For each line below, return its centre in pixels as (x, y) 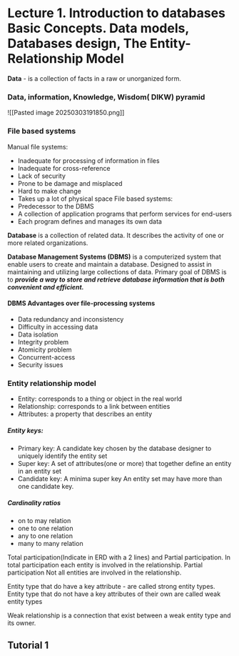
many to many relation (50, 543)
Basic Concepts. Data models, (98, 28)
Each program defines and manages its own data (90, 221)
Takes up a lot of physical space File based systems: (95, 199)
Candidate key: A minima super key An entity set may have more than (120, 479)
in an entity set (40, 471)
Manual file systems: (38, 146)
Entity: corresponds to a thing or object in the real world (100, 399)
